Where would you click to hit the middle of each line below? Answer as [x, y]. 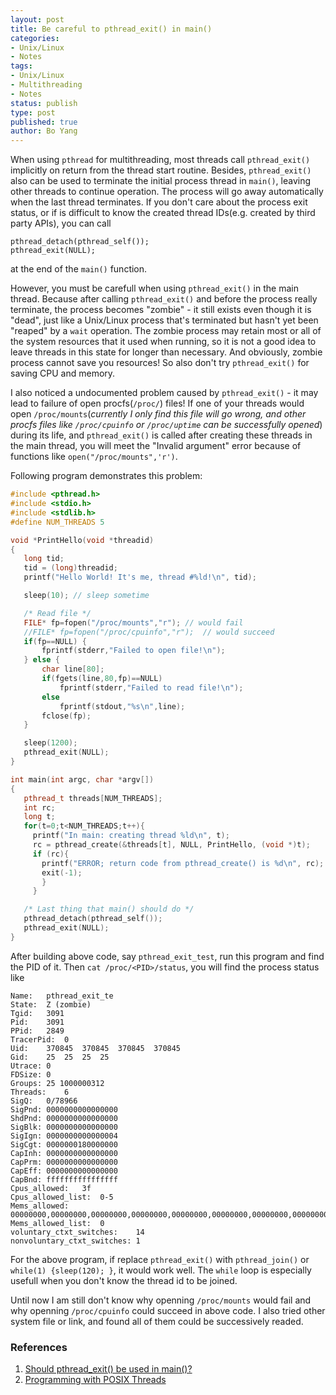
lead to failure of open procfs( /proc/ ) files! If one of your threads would [157, 403]
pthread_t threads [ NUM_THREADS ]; [93, 798]
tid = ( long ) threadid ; [70, 568]
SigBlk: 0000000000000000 [64, 1127]
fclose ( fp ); [66, 716]
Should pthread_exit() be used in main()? [108, 1369]
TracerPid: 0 [40, 1039]
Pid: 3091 [37, 1022]
